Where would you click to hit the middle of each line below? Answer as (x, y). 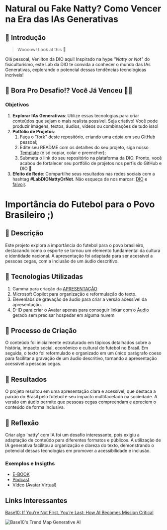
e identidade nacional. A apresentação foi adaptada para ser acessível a (79, 256)
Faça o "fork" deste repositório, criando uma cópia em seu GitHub (87, 137)
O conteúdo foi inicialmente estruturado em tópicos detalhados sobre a (78, 343)
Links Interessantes (36, 500)
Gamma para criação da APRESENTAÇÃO (55, 288)
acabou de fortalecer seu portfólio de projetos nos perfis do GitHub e (91, 163)
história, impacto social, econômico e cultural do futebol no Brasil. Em (77, 348)
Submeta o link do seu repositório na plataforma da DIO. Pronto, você (91, 158)
